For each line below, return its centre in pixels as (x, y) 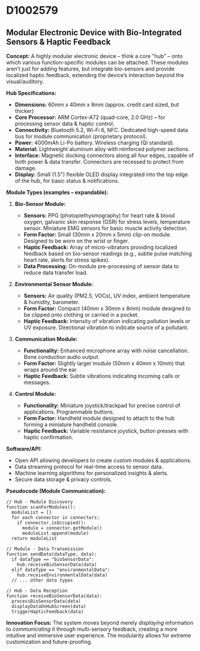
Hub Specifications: (31, 93)
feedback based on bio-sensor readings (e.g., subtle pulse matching (108, 254)
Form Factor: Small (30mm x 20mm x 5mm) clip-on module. (97, 234)
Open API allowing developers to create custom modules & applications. (103, 460)
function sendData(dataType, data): (51, 554)
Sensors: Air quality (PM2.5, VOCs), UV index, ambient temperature (107, 296)
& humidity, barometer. (51, 302)
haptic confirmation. (48, 437)
